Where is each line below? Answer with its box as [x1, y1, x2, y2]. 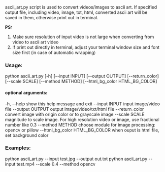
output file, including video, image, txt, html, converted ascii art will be [5, 9, 148, 15]
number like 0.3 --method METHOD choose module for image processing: [5, 122, 156, 128]
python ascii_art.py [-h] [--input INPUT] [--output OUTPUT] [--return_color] [5, 73, 159, 79]
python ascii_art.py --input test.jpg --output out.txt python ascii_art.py [5, 156, 148, 162]
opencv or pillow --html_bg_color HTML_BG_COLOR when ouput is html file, [5, 127, 159, 133]
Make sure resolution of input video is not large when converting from [12, 34, 154, 40]
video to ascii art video [12, 39, 59, 45]
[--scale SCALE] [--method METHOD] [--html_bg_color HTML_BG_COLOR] [5, 79, 158, 85]
